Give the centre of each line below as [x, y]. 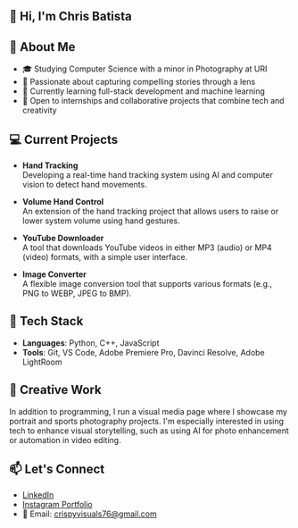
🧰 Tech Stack [46, 321]
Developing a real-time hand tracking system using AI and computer [148, 175]
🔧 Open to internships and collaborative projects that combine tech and [153, 101]
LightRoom [42, 362]
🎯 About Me [42, 47]
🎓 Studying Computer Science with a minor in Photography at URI [145, 69]
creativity [39, 110]
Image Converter [54, 274]
